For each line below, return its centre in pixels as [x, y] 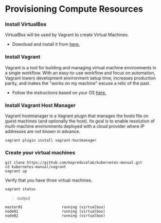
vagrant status [20, 189]
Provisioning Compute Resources [74, 9]
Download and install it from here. [46, 44]
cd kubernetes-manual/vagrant [36, 167]
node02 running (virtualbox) [55, 216]
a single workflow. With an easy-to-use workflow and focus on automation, [80, 73]
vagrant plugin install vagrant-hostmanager [51, 141]
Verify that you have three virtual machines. [49, 180]
